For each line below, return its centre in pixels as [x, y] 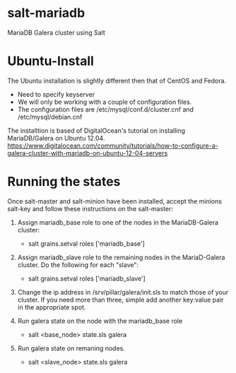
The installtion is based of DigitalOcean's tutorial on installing [96, 130]
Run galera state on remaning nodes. [71, 348]
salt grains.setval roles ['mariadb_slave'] [87, 278]
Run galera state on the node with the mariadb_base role [100, 321]
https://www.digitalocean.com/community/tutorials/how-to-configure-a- [113, 146]
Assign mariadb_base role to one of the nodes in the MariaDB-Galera [118, 222]
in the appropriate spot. [52, 307]
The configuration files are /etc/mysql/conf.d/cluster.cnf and [106, 109]
